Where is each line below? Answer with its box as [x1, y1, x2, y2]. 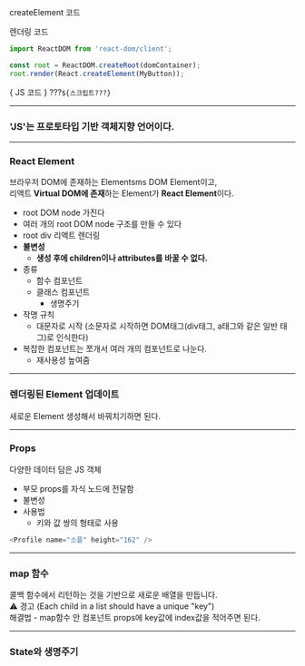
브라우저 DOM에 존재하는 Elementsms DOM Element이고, [9, 177, 218, 188]
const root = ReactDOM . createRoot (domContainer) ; [9, 61, 202, 70]
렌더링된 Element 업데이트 [9, 388, 120, 401]
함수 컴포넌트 [35, 275, 84, 287]
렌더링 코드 [9, 26, 49, 37]
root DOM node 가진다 [22, 207, 105, 219]
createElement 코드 [9, 7, 81, 17]
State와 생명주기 [9, 645, 79, 658]
